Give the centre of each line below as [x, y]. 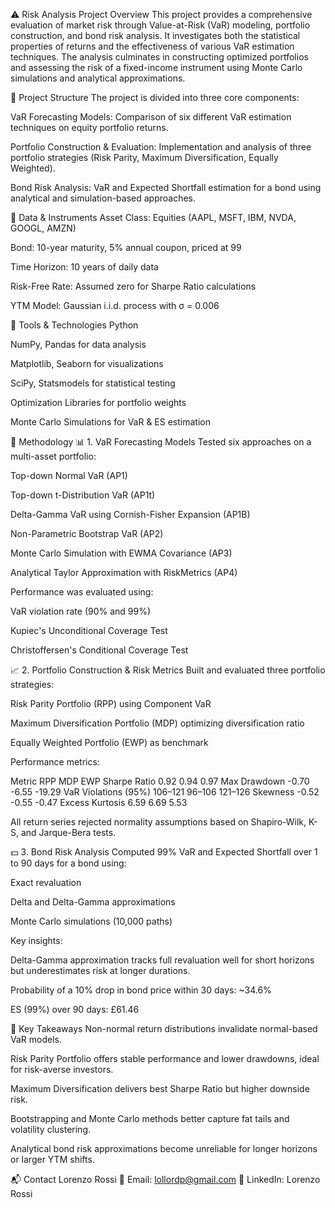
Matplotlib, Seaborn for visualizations [87, 363]
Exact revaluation [46, 882]
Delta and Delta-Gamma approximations [93, 902]
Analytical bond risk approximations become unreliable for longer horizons [164, 1148]
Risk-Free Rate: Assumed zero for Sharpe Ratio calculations [133, 286]
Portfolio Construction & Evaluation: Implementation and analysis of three [161, 147]
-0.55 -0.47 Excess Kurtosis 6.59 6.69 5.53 [99, 802]
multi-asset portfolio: [53, 456]
